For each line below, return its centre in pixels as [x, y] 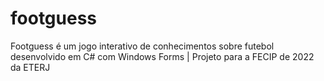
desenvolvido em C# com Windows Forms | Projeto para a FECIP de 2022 [162, 56]
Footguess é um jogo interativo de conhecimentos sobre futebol [142, 46]
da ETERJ [30, 67]
